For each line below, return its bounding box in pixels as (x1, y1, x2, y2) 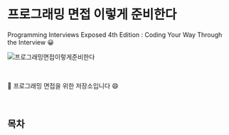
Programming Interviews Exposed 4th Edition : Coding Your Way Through (7, 30, 223, 39)
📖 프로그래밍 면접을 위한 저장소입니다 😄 (7, 81, 119, 90)
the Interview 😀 (7, 38, 55, 46)
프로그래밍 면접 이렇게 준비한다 (7, 6, 177, 23)
